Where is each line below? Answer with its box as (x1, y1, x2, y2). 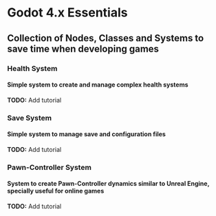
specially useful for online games (7, 187, 105, 195)
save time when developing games (7, 43, 160, 54)
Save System (7, 113, 52, 122)
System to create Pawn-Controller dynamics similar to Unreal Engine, (7, 180, 210, 188)
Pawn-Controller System (7, 162, 91, 172)
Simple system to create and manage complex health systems (7, 80, 188, 89)
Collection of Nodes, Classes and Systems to (7, 32, 204, 44)
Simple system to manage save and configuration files (7, 130, 166, 138)
